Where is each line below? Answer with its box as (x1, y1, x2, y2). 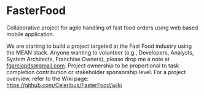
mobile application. (6, 30, 55, 37)
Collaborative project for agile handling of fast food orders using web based (6, 24, 198, 31)
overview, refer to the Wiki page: (6, 75, 89, 82)
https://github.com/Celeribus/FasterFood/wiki (6, 81, 122, 89)
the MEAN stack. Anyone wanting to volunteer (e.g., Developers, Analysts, (6, 48, 194, 56)
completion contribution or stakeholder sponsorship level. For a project (6, 68, 186, 75)
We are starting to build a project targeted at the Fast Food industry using (6, 42, 192, 50)
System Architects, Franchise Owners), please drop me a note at (6, 55, 170, 63)
